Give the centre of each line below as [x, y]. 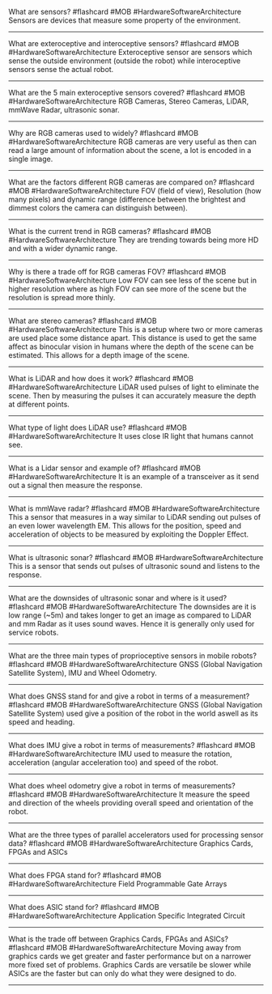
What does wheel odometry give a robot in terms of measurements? [122, 786]
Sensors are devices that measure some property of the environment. [125, 20]
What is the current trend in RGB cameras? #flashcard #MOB [110, 231]
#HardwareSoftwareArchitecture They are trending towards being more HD [134, 240]
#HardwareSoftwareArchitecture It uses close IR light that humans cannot [131, 436]
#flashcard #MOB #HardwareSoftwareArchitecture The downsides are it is [132, 607]
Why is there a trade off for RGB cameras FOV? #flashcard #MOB [117, 272]
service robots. [34, 632]
